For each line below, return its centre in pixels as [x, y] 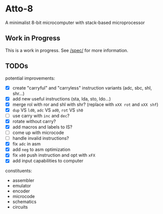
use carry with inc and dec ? [41, 115]
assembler [23, 180]
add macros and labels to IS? [42, 127]
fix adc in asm [27, 144]
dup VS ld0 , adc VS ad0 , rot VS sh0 [48, 110]
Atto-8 [19, 9]
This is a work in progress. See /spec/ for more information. [67, 50]
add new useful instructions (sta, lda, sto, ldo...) [62, 98]
